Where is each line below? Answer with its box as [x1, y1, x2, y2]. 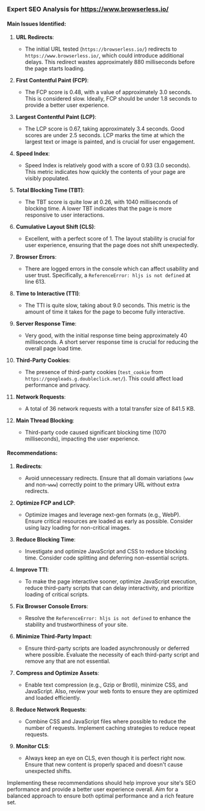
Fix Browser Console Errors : [15, 603, 88, 610]
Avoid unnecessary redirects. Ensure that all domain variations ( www [24, 475, 194, 482]
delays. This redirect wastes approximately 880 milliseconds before [24, 59, 195, 66]
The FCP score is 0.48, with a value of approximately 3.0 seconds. [24, 88, 192, 96]
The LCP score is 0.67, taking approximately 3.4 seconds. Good [24, 125, 185, 132]
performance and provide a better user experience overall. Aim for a [7, 786, 179, 793]
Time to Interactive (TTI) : [15, 290, 81, 297]
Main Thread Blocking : [15, 417, 75, 424]
